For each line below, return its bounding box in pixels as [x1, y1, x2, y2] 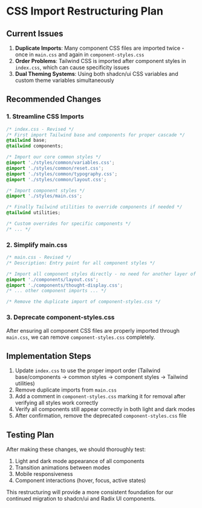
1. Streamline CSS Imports [6, 112, 85, 121]
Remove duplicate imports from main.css [15, 386, 117, 393]
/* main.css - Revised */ [6, 255, 71, 261]
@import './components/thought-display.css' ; [6, 282, 123, 289]
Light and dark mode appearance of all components [15, 458, 145, 465]
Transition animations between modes [15, 464, 111, 471]
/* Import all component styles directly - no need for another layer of [6, 271, 197, 277]
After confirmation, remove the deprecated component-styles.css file [15, 412, 187, 419]
